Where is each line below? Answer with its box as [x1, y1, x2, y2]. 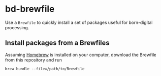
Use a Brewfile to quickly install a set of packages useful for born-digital [5, 19, 153, 25]
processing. [5, 24, 30, 30]
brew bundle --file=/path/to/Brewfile [5, 66, 85, 71]
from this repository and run [5, 57, 62, 63]
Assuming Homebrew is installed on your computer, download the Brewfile [5, 52, 157, 57]
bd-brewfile [5, 3, 55, 15]
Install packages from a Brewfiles [5, 39, 110, 47]
